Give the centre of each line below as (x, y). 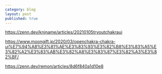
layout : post (18, 14)
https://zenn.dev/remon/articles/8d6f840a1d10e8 (54, 66)
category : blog (20, 9)
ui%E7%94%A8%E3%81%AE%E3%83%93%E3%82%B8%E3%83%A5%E (81, 47)
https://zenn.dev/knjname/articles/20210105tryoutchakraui (64, 32)
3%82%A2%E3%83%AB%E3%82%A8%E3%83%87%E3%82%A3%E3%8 (81, 52)
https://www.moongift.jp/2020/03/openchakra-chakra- (60, 42)
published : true (21, 18)
